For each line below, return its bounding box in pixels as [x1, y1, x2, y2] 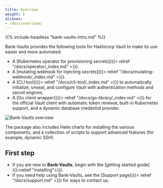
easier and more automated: [5, 49, 62, 55]
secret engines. [12, 90, 44, 95]
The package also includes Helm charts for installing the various [5, 124, 134, 130]
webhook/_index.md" [12, 74, 55, 80]
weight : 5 [5, 12, 25, 17]
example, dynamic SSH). [5, 135, 55, 141]
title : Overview [5, 7, 38, 12]
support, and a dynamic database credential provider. [12, 105, 121, 111]
